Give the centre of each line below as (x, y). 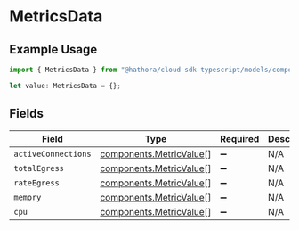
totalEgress (39, 168)
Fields (27, 114)
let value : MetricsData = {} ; (65, 86)
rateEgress (36, 183)
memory (28, 197)
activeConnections (53, 154)
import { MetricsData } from (63, 70)
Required (240, 138)
